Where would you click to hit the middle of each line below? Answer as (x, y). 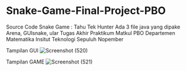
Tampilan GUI (23, 50)
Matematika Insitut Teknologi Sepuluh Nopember (65, 39)
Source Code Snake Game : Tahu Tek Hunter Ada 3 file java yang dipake (93, 27)
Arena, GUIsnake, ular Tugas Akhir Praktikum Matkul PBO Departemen (91, 33)
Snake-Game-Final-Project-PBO (86, 11)
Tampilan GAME (25, 62)
